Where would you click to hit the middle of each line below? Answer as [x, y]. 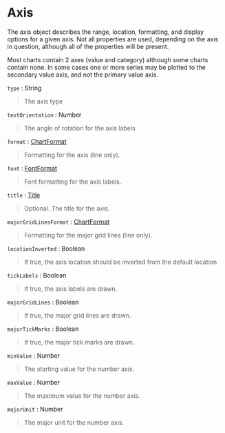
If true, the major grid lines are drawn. [77, 315]
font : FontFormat [32, 168]
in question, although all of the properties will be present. [88, 46]
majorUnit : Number [35, 409]
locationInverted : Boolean [46, 248]
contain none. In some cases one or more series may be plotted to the [107, 67]
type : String [24, 88]
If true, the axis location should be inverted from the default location [120, 262]
